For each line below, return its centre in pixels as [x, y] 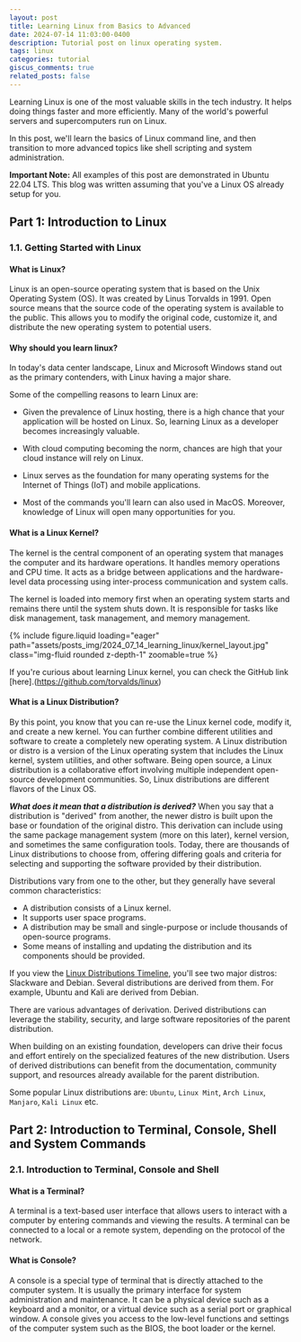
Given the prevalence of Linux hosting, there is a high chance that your [153, 412]
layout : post [34, 18]
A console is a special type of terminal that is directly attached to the [136, 1280]
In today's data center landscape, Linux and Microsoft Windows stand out [146, 368]
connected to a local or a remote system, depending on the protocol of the [147, 1230]
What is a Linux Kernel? [54, 533]
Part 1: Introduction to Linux [88, 222]
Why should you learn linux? [64, 348]
